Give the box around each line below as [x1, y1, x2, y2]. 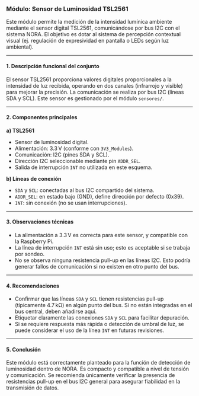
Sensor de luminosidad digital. [14, 138, 89, 145]
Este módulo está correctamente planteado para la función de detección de [6, 359, 191, 366]
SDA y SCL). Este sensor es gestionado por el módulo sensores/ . [6, 94, 164, 102]
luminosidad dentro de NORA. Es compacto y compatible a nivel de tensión [6, 365, 190, 372]
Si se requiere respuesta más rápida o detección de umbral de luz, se [14, 321, 185, 328]
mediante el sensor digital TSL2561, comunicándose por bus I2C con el [6, 24, 180, 31]
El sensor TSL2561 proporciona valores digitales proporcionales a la [6, 76, 172, 83]
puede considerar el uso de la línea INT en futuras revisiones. [14, 327, 165, 334]
